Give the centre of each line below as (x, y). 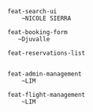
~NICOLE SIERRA (46, 18)
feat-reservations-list (46, 53)
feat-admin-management (45, 74)
